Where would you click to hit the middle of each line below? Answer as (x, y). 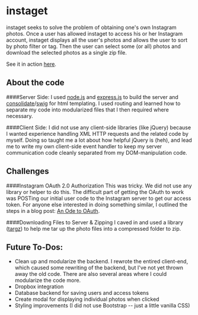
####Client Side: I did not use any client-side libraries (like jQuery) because (99, 127)
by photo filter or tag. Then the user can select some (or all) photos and (93, 46)
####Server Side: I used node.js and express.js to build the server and (92, 97)
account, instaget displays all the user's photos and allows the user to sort (97, 40)
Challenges (28, 171)
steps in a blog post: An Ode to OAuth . (53, 211)
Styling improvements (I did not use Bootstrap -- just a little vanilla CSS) (102, 306)
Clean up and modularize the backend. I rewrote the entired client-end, (101, 262)
